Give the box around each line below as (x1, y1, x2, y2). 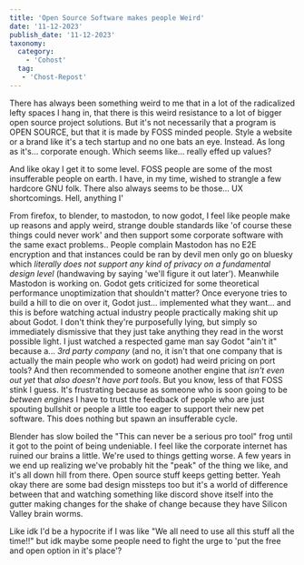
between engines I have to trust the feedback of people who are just (9, 393, 265, 405)
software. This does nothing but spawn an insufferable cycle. (9, 413, 239, 424)
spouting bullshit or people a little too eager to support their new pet (9, 403, 265, 414)
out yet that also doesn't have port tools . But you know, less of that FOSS (9, 374, 283, 385)
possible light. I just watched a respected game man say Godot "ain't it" (9, 336, 278, 347)
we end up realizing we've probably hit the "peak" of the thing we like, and (9, 459, 289, 470)
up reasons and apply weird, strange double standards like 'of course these (9, 219, 292, 230)
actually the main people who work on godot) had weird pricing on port (9, 355, 276, 366)
